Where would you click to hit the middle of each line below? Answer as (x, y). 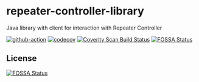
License (22, 58)
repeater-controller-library (75, 11)
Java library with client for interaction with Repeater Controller (84, 28)
